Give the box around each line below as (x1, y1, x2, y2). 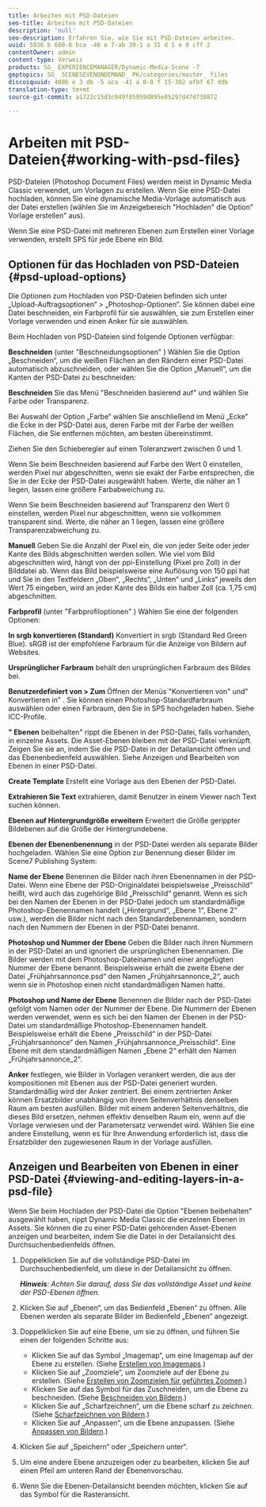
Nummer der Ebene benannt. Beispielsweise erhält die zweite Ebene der (8, 963, 244, 973)
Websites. (8, 648, 41, 657)
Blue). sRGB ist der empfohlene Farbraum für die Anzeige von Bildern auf (8, 639, 247, 648)
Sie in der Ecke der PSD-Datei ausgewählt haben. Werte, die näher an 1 (8, 476, 240, 485)
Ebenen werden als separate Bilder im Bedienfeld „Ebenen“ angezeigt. (19, 1311, 249, 1320)
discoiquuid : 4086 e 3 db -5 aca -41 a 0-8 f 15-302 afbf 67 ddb (8, 78, 228, 86)
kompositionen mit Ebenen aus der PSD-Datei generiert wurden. (8, 1078, 218, 1088)
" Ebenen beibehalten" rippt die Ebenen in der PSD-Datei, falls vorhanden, (8, 727, 252, 737)
